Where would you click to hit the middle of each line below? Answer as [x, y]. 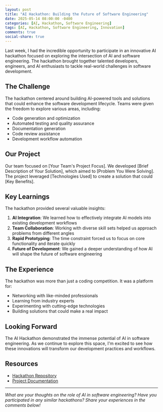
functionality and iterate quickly [44, 243]
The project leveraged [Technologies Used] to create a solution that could [79, 176]
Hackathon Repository [34, 375]
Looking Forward [31, 327]
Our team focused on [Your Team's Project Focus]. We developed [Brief [77, 166]
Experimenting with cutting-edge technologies [58, 306]
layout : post [18, 9]
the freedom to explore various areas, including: [53, 109]
